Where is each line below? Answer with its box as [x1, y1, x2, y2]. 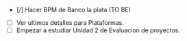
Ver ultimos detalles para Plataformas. [16, 19, 124, 26]
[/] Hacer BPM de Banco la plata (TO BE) [16, 6, 132, 13]
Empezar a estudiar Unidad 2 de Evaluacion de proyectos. [16, 26, 181, 34]
